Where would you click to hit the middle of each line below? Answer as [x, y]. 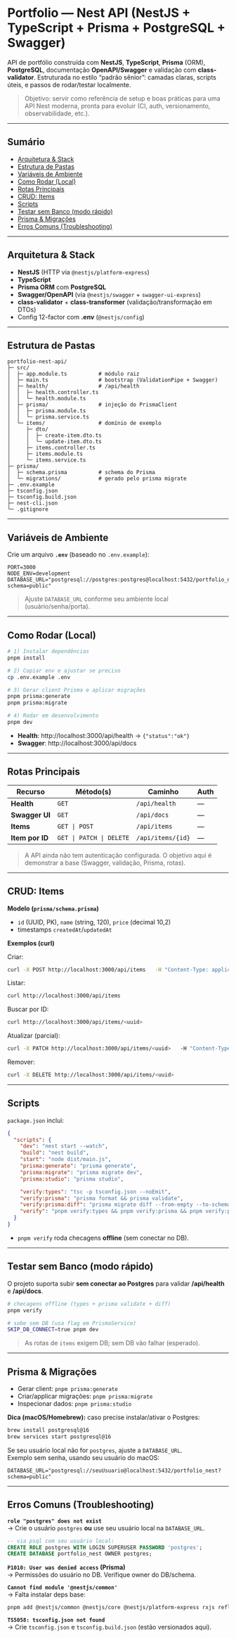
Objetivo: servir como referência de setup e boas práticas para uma [122, 98]
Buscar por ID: [28, 1009]
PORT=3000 [22, 568]
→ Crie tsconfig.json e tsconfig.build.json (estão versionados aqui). [110, 1627]
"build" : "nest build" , [55, 1153]
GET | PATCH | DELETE [93, 838]
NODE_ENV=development [39, 574]
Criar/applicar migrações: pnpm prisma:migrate [85, 1396]
